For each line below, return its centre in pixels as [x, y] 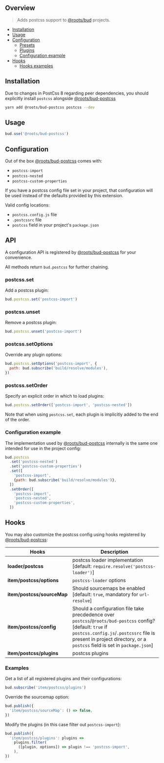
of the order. [18, 420]
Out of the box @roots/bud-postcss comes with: [54, 161]
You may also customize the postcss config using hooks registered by [75, 534]
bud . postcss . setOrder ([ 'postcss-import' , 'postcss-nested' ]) [69, 405]
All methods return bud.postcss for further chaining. [57, 267]
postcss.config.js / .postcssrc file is [114, 633]
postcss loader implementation [108, 560]
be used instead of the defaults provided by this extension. [64, 195]
